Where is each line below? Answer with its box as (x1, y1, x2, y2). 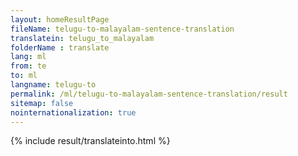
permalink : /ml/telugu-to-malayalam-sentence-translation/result (10, 89, 288, 99)
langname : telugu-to (10, 80, 97, 90)
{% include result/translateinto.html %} (10, 135, 171, 147)
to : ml (10, 71, 38, 81)
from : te (10, 61, 47, 71)
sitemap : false (10, 98, 74, 108)
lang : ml (10, 52, 47, 62)
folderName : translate (10, 42, 110, 53)
